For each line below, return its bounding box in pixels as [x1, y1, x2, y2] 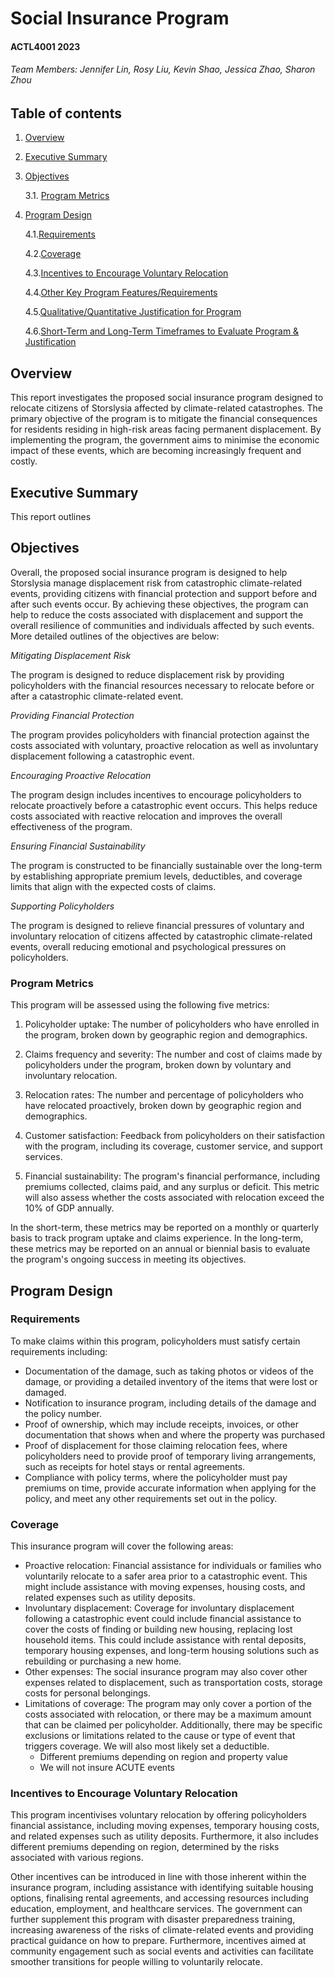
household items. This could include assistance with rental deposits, [24, 1634, 307, 1646]
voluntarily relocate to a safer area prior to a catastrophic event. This [24, 1570, 308, 1582]
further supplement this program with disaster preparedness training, [10, 1913, 296, 1926]
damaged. [24, 1386, 67, 1398]
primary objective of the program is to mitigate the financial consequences [10, 413, 318, 425]
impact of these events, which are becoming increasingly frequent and [10, 445, 302, 457]
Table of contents [10, 105, 122, 122]
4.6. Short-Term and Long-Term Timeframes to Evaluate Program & [24, 325, 300, 337]
